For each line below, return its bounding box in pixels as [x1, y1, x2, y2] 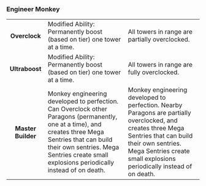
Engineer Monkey [6, 5, 60, 13]
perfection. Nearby [128, 101, 183, 110]
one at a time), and [47, 120, 102, 128]
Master [15, 124, 37, 133]
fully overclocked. [128, 68, 180, 76]
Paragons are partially [128, 109, 191, 117]
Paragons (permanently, [47, 113, 118, 121]
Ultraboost [9, 64, 42, 73]
